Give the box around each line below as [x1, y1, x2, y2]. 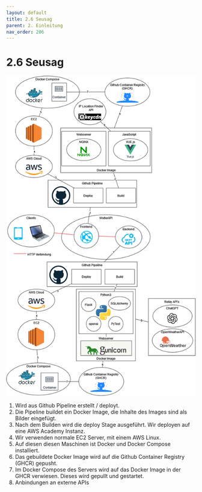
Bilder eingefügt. [14, 414, 57, 422]
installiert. [14, 447, 40, 454]
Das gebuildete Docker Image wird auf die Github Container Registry [14, 453, 185, 460]
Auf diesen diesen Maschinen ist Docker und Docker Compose [14, 440, 171, 447]
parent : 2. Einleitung [6, 22, 63, 28]
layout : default [6, 10, 47, 16]
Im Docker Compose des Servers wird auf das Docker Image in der [14, 465, 182, 473]
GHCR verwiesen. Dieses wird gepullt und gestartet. [14, 472, 144, 479]
